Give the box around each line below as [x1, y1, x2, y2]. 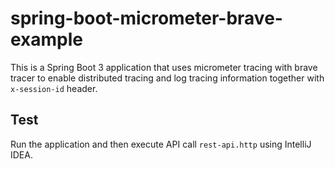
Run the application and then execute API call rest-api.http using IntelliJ [10, 138, 312, 150]
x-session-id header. [10, 82, 98, 94]
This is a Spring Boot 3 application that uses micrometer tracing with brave [10, 61, 318, 73]
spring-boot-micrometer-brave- [10, 7, 283, 30]
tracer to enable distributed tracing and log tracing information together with [10, 72, 325, 84]
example [10, 28, 84, 51]
